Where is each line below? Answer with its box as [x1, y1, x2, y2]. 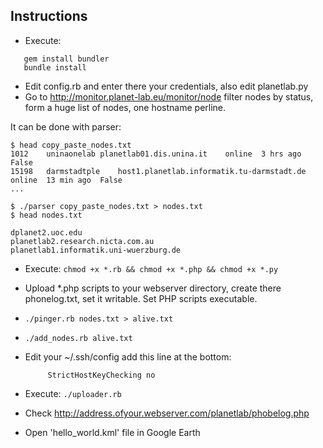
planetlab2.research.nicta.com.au [10, 236, 155, 246]
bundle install [23, 62, 87, 73]
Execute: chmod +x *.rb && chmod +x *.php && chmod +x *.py [24, 262, 279, 274]
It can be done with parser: [10, 120, 122, 133]
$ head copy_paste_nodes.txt [10, 140, 132, 150]
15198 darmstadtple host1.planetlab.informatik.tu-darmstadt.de [10, 166, 307, 176]
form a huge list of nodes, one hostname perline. [24, 101, 227, 113]
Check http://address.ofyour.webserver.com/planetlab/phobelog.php [24, 407, 310, 419]
